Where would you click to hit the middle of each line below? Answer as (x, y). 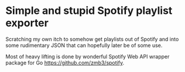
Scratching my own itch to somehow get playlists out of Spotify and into (92, 39)
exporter (27, 23)
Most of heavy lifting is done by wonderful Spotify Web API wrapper (88, 56)
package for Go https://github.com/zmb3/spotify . (65, 63)
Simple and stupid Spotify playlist (89, 11)
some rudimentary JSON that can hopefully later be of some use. (84, 45)
